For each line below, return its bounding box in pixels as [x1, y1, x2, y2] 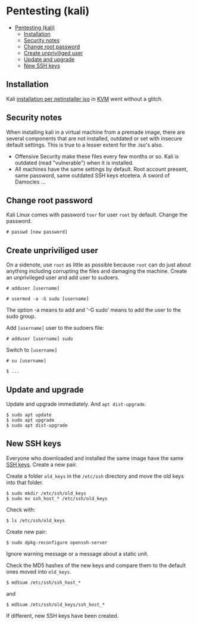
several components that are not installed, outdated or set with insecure [6, 134, 183, 142]
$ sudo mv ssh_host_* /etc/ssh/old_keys [6, 495, 108, 501]
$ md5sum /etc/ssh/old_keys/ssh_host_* [6, 602, 105, 608]
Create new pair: [6, 528, 47, 535]
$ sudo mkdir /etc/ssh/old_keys [6, 490, 86, 497]
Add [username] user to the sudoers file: [6, 324, 104, 332]
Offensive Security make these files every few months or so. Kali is [14, 152, 179, 160]
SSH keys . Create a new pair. [6, 461, 77, 468]
